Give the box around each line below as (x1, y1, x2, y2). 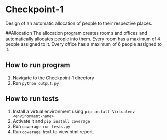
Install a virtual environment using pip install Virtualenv (12, 108, 135, 114)
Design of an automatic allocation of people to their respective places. (5, 20, 153, 26)
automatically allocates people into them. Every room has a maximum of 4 (5, 36, 160, 42)
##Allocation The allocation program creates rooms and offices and (5, 30, 148, 36)
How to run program (5, 61, 70, 69)
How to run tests (5, 95, 59, 103)
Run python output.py (12, 80, 59, 86)
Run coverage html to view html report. (12, 128, 94, 135)
